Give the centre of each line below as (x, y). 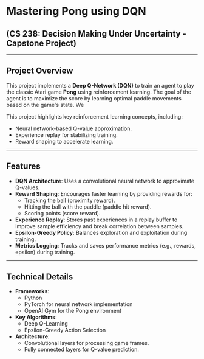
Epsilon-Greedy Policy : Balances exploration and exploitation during (101, 232)
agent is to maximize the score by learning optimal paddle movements (94, 98)
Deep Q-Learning (46, 324)
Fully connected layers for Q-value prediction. (82, 350)
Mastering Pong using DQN (76, 11)
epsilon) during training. (45, 252)
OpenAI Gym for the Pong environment (73, 311)
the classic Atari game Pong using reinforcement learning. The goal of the (99, 92)
